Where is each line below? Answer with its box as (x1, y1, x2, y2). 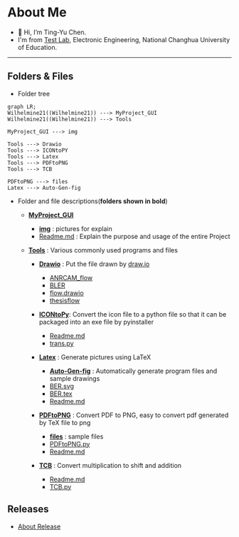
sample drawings (49, 374, 100, 382)
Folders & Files (7, 71, 74, 83)
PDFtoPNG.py (49, 439, 90, 448)
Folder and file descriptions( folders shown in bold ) (17, 197, 169, 205)
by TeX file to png (38, 418, 91, 426)
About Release (17, 522, 61, 531)
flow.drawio (49, 288, 84, 297)
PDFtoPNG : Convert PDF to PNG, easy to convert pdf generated (38, 411, 229, 419)
